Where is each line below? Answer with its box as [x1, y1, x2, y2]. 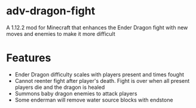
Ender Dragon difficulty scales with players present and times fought [14, 70, 184, 78]
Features [6, 51, 51, 65]
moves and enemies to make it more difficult [6, 30, 115, 37]
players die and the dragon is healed [14, 84, 105, 91]
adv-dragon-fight [6, 4, 96, 18]
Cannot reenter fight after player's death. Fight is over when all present [14, 77, 190, 84]
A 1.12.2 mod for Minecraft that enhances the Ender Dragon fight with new [6, 24, 188, 31]
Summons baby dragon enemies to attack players [14, 90, 137, 97]
